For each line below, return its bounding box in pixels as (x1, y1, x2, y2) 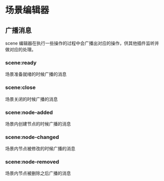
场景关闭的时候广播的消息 (5, 96, 58, 102)
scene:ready (5, 59, 36, 66)
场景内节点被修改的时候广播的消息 (5, 145, 75, 151)
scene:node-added (5, 108, 53, 115)
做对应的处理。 (5, 46, 36, 52)
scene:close (5, 84, 36, 91)
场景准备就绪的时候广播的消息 (5, 71, 66, 77)
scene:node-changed (5, 133, 59, 140)
